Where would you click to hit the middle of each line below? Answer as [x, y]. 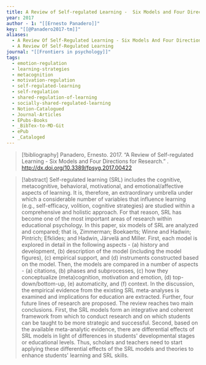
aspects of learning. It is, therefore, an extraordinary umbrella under [107, 192]
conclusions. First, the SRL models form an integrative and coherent [107, 309]
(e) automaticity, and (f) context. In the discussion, [131, 284]
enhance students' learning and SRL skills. [75, 355]
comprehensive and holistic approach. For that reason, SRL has [101, 212]
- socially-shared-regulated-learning [62, 103]
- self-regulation [36, 92]
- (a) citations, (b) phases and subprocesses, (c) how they [95, 271]
